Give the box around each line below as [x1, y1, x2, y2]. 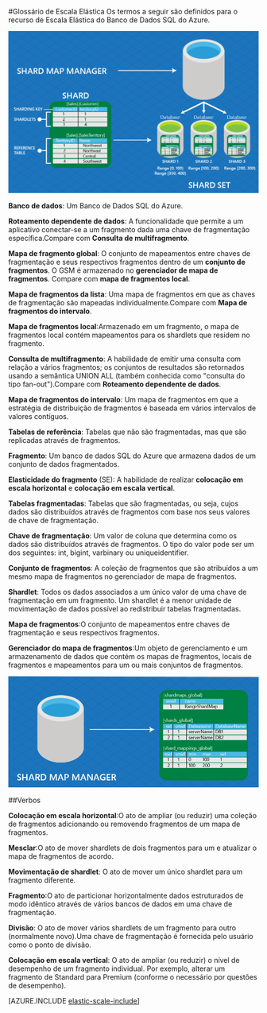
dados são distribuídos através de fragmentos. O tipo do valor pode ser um [8, 540, 254, 549]
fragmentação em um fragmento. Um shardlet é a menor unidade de [8, 596, 232, 605]
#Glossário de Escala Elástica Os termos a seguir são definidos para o [8, 7, 238, 16]
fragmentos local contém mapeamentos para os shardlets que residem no [8, 330, 250, 340]
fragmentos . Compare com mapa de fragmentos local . [8, 274, 191, 284]
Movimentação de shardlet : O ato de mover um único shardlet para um [8, 867, 243, 877]
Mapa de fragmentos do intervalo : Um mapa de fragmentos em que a [8, 395, 238, 405]
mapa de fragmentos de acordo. [8, 852, 114, 861]
